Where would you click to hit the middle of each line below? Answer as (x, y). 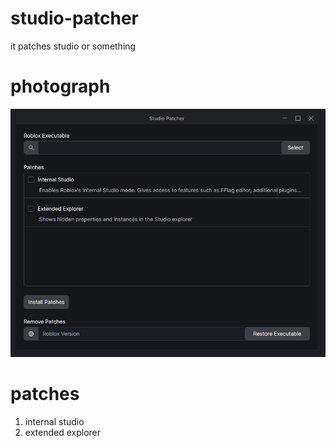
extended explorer (62, 433)
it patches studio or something (73, 46)
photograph (60, 86)
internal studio (54, 422)
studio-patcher (75, 18)
